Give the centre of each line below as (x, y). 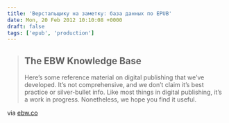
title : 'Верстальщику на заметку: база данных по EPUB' (90, 13)
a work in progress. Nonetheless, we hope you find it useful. (110, 100)
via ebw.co (23, 113)
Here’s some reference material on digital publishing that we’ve (114, 77)
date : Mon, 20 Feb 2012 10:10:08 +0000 (65, 20)
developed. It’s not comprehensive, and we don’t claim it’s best (114, 85)
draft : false (26, 26)
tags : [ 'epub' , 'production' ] (51, 33)
